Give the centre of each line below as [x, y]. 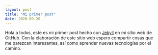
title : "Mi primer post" [30, 14]
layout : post [18, 10]
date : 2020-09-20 [23, 19]
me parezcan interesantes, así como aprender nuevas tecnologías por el [78, 43]
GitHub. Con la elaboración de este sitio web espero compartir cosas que [79, 38]
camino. [13, 48]
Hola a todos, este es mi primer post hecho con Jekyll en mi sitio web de [79, 33]
